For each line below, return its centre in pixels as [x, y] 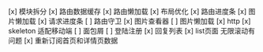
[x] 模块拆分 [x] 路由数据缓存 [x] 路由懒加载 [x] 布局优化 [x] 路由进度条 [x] [128, 11]
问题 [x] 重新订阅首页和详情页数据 [63, 40]
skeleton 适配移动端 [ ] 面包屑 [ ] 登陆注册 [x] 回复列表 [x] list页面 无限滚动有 [131, 31]
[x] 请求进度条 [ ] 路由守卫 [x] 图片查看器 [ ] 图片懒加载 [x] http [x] [144, 21]
